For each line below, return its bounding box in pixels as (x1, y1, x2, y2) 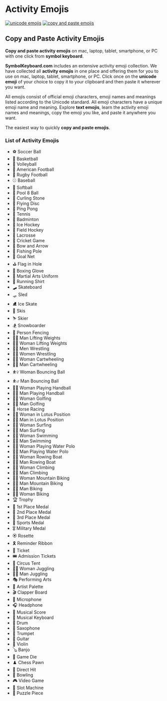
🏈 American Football (12, 166, 54, 173)
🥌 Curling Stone (12, 195, 45, 201)
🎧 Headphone (12, 602, 43, 608)
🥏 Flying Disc (12, 201, 40, 207)
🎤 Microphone (12, 597, 42, 603)
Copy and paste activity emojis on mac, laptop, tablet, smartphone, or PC (5, 47, 158, 53)
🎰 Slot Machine (12, 685, 44, 691)
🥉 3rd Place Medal (12, 514, 51, 520)
